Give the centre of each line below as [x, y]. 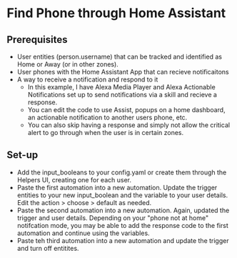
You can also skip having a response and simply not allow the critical [128, 125]
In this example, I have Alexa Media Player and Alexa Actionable [121, 87]
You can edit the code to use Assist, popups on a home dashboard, [126, 110]
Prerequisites [37, 40]
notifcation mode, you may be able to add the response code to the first [123, 225]
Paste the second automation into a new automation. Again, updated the [123, 210]
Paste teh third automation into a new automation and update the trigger [123, 240]
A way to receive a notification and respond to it [87, 79]
